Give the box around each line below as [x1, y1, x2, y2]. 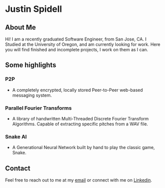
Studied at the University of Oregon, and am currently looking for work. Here [5, 41, 161, 47]
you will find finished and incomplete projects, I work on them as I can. [5, 47, 149, 52]
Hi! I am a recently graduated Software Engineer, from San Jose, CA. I [5, 36, 147, 42]
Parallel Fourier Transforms [5, 105, 72, 112]
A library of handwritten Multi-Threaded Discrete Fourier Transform [12, 115, 149, 121]
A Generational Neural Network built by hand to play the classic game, [12, 145, 155, 150]
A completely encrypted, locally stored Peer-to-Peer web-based [12, 87, 143, 93]
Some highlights [5, 61, 57, 70]
